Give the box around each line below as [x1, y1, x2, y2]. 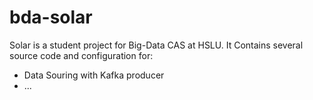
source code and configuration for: [9, 49, 154, 61]
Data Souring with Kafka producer [23, 69, 165, 81]
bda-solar [9, 6, 93, 29]
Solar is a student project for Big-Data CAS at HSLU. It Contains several [9, 39, 304, 51]
